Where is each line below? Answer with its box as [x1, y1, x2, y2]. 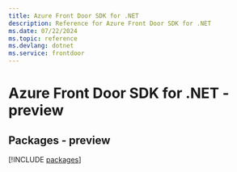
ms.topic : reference [8, 34, 78, 43]
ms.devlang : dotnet [8, 42, 74, 50]
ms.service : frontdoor [8, 49, 85, 57]
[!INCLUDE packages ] [8, 155, 82, 164]
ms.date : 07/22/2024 [8, 27, 78, 35]
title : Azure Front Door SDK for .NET [8, 11, 139, 20]
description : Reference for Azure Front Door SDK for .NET [8, 19, 212, 27]
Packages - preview [8, 133, 111, 147]
